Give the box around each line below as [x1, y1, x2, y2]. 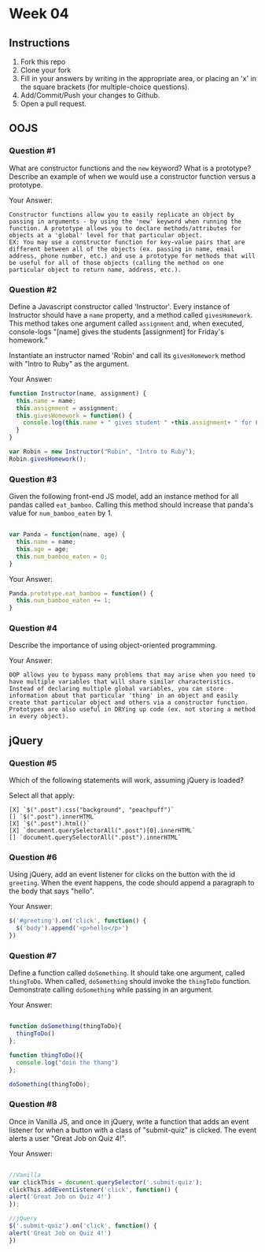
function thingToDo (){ [9, 1051, 83, 1059]
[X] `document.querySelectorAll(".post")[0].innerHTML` [9, 827, 196, 835]
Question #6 [9, 852, 57, 863]
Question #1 [9, 145, 56, 156]
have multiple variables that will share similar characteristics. [9, 678, 235, 686]
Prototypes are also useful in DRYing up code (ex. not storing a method [9, 706, 256, 714]
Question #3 [9, 474, 57, 485]
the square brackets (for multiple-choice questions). [20, 82, 190, 91]
